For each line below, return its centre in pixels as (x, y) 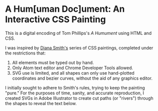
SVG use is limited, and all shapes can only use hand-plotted (73, 73)
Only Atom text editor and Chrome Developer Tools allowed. (72, 68)
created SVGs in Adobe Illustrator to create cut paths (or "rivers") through (79, 98)
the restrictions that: (25, 53)
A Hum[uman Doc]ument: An (65, 9)
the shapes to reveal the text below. (41, 103)
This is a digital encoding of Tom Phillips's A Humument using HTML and (78, 33)
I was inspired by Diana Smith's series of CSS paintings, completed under (79, 48)
